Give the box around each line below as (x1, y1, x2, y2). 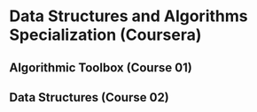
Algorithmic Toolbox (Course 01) (9, 60, 192, 75)
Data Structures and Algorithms (9, 6, 248, 26)
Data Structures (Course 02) (9, 90, 170, 105)
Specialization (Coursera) (9, 25, 202, 45)
